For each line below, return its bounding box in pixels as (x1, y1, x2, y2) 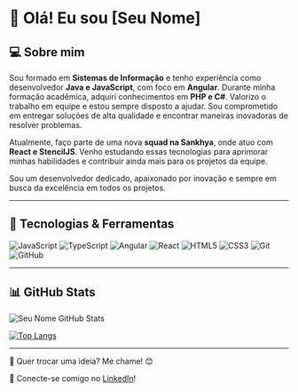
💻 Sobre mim (9, 44, 85, 60)
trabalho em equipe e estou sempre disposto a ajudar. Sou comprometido (9, 101, 278, 111)
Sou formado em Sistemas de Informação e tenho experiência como (9, 73, 262, 83)
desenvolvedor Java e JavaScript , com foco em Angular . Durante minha (9, 82, 276, 92)
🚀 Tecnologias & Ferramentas (9, 217, 175, 232)
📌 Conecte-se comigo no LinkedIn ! (9, 372, 137, 383)
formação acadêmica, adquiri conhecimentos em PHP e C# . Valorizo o (9, 92, 267, 101)
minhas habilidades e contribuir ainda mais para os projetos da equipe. (9, 156, 268, 166)
